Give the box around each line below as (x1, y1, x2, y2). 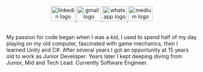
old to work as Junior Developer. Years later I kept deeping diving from (6, 53, 183, 59)
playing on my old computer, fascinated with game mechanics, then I (6, 40, 178, 47)
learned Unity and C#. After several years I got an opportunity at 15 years (6, 46, 189, 53)
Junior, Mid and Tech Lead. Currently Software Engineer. (6, 59, 148, 66)
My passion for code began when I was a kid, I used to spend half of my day (6, 34, 197, 41)
